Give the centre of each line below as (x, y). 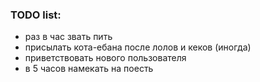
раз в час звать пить (68, 37)
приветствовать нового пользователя (105, 58)
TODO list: (36, 15)
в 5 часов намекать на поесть (89, 69)
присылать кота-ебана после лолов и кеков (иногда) (138, 47)
